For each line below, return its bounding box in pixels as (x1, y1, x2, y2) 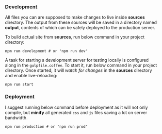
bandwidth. (5, 115, 28, 120)
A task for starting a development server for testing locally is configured (5, 57, 149, 63)
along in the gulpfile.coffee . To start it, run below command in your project (5, 62, 157, 68)
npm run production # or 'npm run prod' (5, 124, 88, 129)
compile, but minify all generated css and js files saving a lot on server (5, 109, 147, 115)
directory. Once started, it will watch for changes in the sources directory (5, 67, 152, 73)
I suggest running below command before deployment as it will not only (5, 104, 148, 110)
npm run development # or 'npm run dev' (5, 49, 88, 54)
